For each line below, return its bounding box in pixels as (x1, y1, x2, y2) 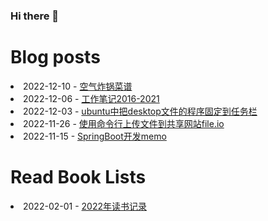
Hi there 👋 (10, 9, 60, 23)
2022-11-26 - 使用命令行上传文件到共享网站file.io (23, 117, 225, 129)
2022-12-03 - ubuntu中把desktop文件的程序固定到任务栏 (23, 105, 258, 117)
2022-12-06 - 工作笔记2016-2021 (23, 92, 160, 104)
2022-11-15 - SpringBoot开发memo (23, 130, 167, 142)
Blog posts (10, 46, 101, 69)
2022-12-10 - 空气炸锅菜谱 (23, 80, 133, 92)
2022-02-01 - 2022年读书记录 (23, 200, 147, 212)
